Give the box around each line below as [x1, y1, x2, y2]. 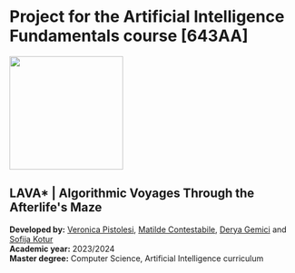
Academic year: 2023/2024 [9, 243, 115, 254]
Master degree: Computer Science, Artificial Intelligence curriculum [9, 252, 264, 264]
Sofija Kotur [9, 233, 54, 244]
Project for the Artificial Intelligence [9, 6, 285, 27]
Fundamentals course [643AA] [9, 25, 249, 46]
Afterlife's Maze [9, 200, 103, 215]
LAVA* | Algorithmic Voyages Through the [9, 186, 255, 201]
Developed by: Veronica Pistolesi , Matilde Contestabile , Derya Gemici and [9, 224, 288, 235]
